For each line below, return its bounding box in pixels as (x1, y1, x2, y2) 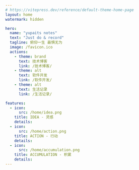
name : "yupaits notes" (10, 31, 57, 36)
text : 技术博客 (18, 59, 48, 64)
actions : (10, 49, 28, 54)
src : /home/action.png (18, 129, 66, 134)
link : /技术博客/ (18, 64, 52, 69)
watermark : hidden (5, 17, 44, 22)
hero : (5, 26, 17, 31)
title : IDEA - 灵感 (14, 115, 54, 120)
